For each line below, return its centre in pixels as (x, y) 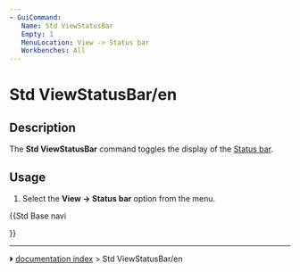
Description (42, 127)
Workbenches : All (54, 51)
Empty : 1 (37, 34)
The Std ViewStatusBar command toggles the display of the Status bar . (142, 149)
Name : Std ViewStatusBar (67, 26)
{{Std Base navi (38, 216)
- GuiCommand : (36, 17)
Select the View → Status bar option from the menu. (119, 198)
